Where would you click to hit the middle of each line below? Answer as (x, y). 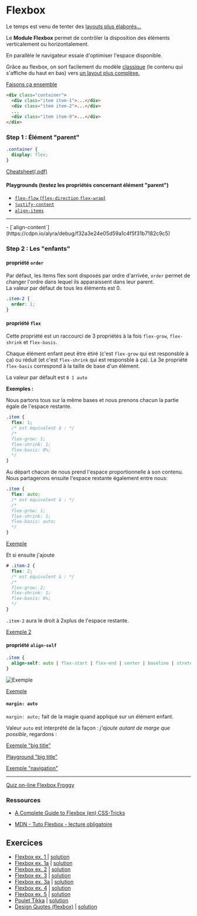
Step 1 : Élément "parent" (43, 137)
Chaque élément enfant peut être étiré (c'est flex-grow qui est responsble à (97, 354)
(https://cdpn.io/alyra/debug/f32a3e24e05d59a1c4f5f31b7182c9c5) (88, 234)
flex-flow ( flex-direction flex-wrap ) (60, 198)
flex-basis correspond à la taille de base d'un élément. (73, 366)
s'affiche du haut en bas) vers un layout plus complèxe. (73, 73)
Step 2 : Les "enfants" (38, 248)
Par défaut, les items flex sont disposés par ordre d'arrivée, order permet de (98, 275)
